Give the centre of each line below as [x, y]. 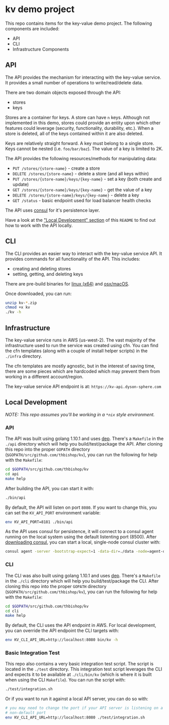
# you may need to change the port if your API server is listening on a [84, 708]
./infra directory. [24, 356]
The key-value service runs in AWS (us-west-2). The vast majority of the [80, 340]
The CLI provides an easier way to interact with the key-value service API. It [84, 253]
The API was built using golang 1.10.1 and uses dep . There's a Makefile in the [84, 439]
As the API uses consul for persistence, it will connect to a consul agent [79, 531]
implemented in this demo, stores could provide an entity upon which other [83, 123]
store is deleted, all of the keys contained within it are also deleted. [74, 133]
